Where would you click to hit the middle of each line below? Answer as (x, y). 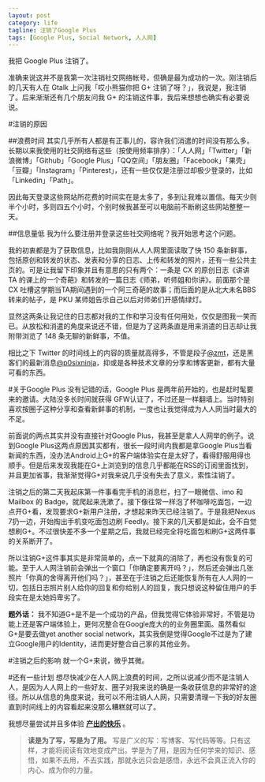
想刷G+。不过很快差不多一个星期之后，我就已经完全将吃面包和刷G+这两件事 (132, 531)
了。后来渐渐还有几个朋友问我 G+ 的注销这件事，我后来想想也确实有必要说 (129, 97)
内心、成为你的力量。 (62, 770)
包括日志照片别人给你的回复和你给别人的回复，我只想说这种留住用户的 (136, 588)
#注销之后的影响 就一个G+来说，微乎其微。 (78, 660)
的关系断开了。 (32, 541)
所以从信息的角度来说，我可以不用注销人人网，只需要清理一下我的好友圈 (139, 697)
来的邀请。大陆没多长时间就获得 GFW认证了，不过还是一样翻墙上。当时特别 (131, 399)
